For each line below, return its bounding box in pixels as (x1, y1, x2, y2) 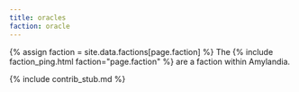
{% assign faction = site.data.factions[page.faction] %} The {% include (9, 46, 274, 57)
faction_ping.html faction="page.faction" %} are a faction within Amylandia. (9, 56, 291, 67)
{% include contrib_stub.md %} (9, 73, 126, 84)
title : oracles (9, 13, 67, 23)
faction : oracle (9, 22, 70, 31)
